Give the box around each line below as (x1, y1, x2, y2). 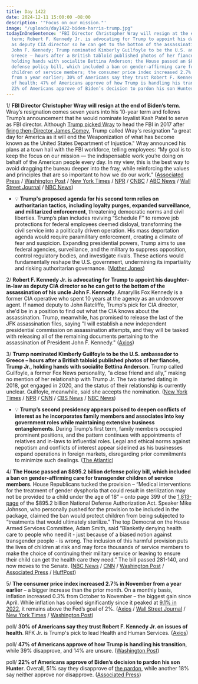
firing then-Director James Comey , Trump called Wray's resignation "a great (6, 127, 192, 134)
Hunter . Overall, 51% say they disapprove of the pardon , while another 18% (6, 664, 190, 672)
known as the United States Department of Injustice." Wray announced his (6, 140, 186, 147)
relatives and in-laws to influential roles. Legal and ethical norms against (14, 437, 190, 444)
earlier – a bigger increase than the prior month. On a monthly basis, (6, 586, 173, 593)
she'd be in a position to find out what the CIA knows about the (6, 307, 159, 314)
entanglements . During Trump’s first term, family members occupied (14, 425, 183, 432)
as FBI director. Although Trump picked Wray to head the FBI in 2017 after (6, 121, 184, 128)
